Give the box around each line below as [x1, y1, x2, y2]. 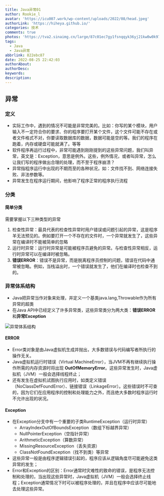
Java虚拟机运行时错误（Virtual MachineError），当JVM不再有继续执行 [12, 359, 152, 365]
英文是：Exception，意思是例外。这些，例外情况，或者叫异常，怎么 [20, 153, 156, 159]
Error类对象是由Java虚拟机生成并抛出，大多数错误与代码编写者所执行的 [12, 347, 156, 353]
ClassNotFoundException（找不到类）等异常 [19, 449, 109, 455]
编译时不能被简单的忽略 [20, 238, 68, 245]
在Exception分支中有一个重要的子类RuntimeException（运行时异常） [12, 419, 150, 425]
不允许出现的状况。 [12, 396, 51, 402]
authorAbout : [5, 62, 32, 67]
